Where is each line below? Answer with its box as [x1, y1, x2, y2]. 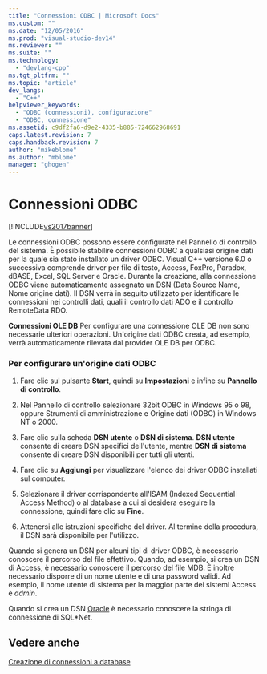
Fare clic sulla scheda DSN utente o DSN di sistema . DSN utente [19, 433, 235, 442]
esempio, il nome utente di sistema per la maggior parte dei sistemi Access [8, 580, 257, 590]
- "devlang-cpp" [15, 64, 70, 72]
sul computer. [19, 474, 66, 483]
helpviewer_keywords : [8, 101, 81, 109]
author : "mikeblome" [8, 146, 78, 154]
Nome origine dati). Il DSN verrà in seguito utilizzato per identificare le [8, 289, 240, 298]
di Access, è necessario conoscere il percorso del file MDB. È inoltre [8, 563, 235, 573]
